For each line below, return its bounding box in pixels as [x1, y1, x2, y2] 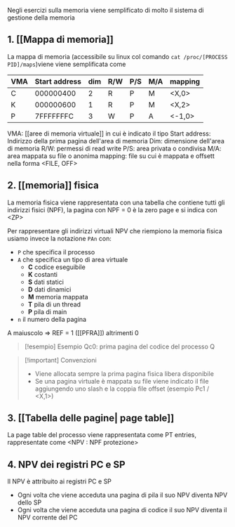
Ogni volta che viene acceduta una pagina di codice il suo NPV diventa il [17, 506, 227, 514]
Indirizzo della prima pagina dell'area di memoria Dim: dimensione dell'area [7, 136, 224, 145]
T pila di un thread [27, 300, 81, 308]
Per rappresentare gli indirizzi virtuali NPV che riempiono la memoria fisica [7, 226, 222, 235]
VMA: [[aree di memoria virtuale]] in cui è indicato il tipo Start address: [7, 129, 211, 138]
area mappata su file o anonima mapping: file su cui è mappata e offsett [7, 151, 215, 160]
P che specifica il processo [17, 247, 95, 256]
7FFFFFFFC [34, 111, 74, 121]
